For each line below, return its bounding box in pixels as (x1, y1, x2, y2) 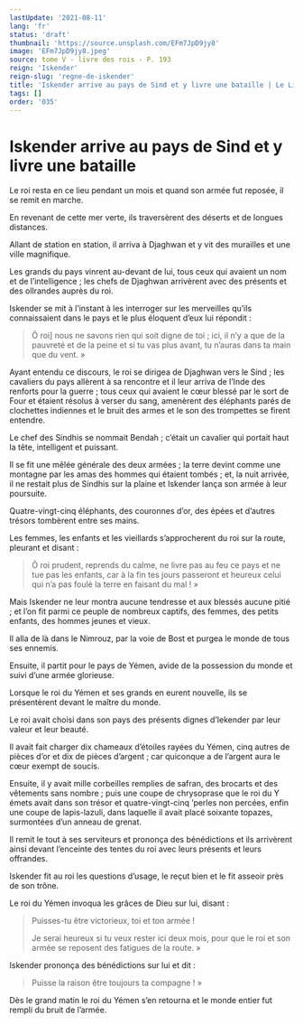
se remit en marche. (9, 195, 84, 206)
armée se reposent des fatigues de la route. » (31, 943, 201, 954)
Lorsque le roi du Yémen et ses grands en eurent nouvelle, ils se (9, 687, 248, 698)
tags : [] (9, 88, 42, 98)
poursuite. (9, 489, 48, 499)
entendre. (9, 414, 46, 425)
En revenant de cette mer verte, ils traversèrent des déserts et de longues (9, 212, 284, 223)
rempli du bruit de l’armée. (9, 1004, 107, 1016)
